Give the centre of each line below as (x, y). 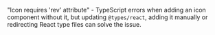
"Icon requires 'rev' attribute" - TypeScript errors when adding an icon (106, 10)
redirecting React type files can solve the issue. (75, 24)
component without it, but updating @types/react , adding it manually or (107, 17)
